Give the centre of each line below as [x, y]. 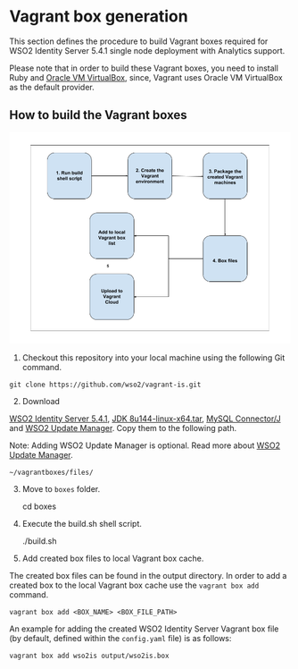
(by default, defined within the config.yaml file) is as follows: [120, 638]
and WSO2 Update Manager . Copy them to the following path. [123, 428]
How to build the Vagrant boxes [98, 115]
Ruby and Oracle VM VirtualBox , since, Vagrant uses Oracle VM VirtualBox [146, 77]
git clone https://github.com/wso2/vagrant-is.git [105, 385]
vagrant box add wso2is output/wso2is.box [89, 656]
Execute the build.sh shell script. [82, 523]
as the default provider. [52, 87]
